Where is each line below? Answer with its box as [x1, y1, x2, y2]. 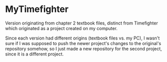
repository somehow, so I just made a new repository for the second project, [5, 45, 162, 51]
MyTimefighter [5, 3, 69, 15]
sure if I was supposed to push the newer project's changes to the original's [5, 40, 162, 46]
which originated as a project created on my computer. [5, 25, 118, 31]
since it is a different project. [5, 51, 64, 57]
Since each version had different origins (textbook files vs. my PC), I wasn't [5, 35, 160, 41]
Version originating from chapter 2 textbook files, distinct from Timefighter [5, 20, 158, 26]
